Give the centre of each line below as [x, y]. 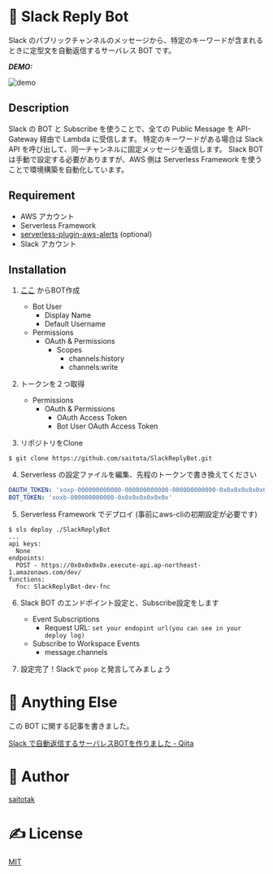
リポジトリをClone [52, 443]
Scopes [69, 350]
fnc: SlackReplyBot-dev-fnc [63, 587]
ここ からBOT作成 [50, 290]
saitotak [22, 799]
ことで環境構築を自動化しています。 [68, 169]
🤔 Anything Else [63, 703]
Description [39, 108]
